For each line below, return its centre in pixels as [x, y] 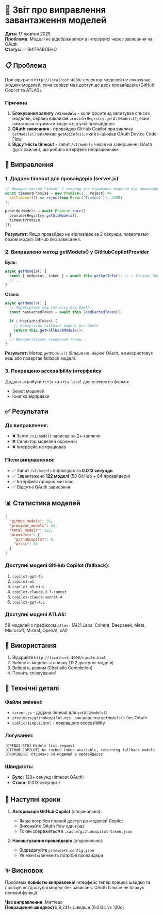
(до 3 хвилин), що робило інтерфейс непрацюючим [65, 149]
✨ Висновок [24, 870]
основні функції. [22, 893]
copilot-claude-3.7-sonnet [39, 592]
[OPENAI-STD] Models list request [40, 746]
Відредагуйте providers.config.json [57, 850]
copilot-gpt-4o [27, 577]
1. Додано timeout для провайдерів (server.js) [62, 179]
